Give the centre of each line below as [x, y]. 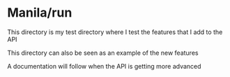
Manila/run [40, 13]
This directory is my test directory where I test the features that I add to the [115, 32]
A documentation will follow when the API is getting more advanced [104, 66]
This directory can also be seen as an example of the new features [103, 53]
